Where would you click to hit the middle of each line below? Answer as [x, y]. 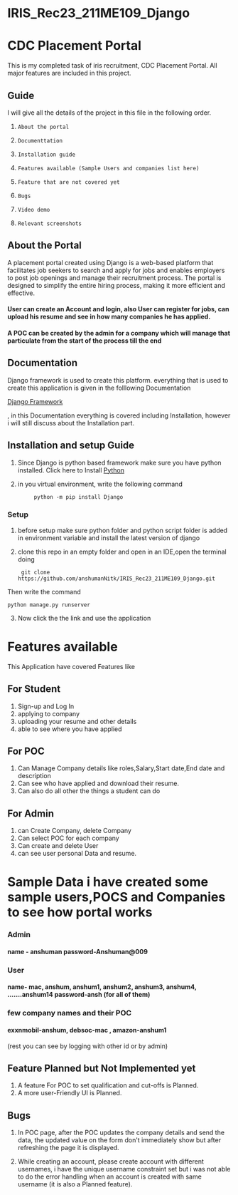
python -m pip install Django [79, 497]
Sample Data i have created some [108, 882]
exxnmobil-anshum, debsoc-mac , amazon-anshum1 [87, 1030]
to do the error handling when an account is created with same [110, 1176]
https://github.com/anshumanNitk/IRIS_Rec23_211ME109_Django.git [116, 579]
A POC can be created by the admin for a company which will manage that [119, 333]
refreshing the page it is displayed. [68, 1148]
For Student [34, 689]
